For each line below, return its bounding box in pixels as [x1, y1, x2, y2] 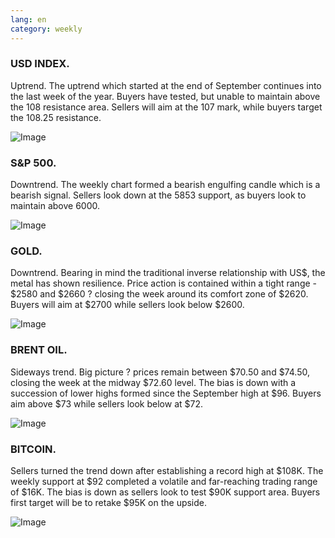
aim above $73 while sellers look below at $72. [10, 397, 203, 410]
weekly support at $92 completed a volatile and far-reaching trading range [10, 475, 318, 487]
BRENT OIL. [10, 343, 68, 357]
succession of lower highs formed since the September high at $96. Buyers [10, 387, 322, 399]
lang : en [10, 14, 47, 25]
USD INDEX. [10, 57, 70, 71]
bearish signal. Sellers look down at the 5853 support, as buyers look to [10, 189, 307, 201]
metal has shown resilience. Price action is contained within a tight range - [10, 277, 318, 290]
